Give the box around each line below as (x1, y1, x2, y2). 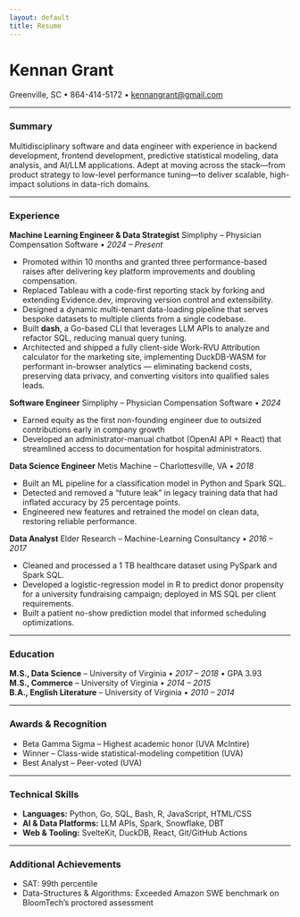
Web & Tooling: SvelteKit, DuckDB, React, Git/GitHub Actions (21, 827, 248, 837)
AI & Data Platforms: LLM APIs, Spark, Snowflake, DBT (21, 818, 225, 828)
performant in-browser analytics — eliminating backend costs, (21, 361, 253, 372)
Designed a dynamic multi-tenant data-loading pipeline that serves (21, 304, 269, 315)
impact (9, 178, 35, 189)
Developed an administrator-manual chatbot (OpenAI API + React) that (21, 434, 282, 445)
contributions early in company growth (21, 424, 165, 435)
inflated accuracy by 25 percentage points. (21, 497, 181, 508)
